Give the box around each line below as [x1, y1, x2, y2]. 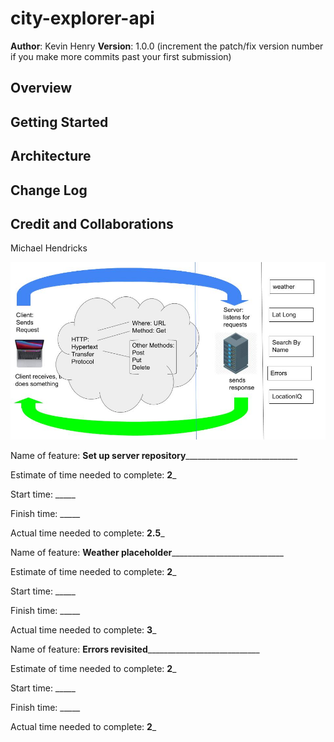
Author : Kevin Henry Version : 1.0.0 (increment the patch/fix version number [10, 40, 324, 52]
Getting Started [10, 113, 109, 131]
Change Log [10, 182, 88, 199]
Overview [10, 80, 73, 97]
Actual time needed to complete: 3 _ [10, 623, 157, 636]
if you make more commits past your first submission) [10, 50, 232, 62]
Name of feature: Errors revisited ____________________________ [10, 643, 260, 655]
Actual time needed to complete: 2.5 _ [10, 527, 165, 539]
